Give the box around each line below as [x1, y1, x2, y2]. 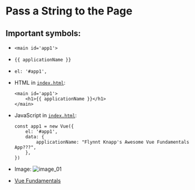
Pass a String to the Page [5, 4, 133, 18]
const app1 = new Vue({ [14, 123, 74, 129]
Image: [14, 165, 32, 173]
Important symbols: [5, 28, 82, 38]
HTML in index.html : [14, 79, 65, 86]
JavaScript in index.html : [14, 112, 77, 118]
